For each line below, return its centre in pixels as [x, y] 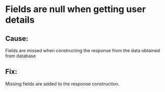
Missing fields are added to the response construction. [62, 83]
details [20, 20]
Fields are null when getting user [76, 9]
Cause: [17, 38]
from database [21, 56]
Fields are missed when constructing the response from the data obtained [83, 51]
